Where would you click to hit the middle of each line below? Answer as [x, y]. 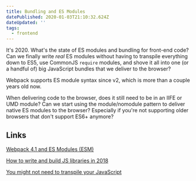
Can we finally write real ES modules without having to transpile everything [97, 56]
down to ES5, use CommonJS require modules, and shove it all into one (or [97, 63]
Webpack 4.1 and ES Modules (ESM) [50, 149]
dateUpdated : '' [26, 22]
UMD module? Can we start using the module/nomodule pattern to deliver [96, 104]
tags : [13, 28]
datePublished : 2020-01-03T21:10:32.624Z [58, 17]
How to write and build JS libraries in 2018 [57, 160]
